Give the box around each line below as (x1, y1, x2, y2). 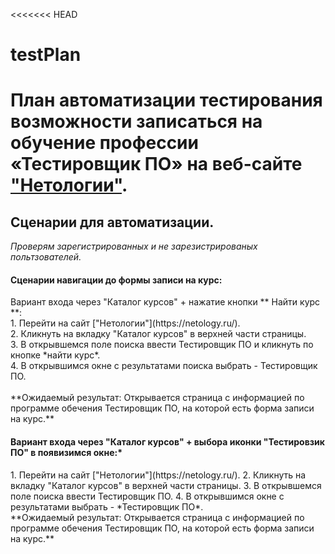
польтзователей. (10, 251, 82, 263)
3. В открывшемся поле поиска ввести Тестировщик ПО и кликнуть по (10, 339, 314, 351)
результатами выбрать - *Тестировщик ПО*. (10, 500, 204, 513)
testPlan (10, 44, 82, 66)
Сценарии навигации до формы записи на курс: (10, 274, 223, 286)
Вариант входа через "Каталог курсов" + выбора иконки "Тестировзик (10, 435, 325, 448)
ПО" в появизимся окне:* (10, 446, 123, 458)
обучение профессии (10, 132, 199, 154)
